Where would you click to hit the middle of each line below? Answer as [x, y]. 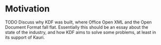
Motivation [27, 9]
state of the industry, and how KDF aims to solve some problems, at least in [81, 32]
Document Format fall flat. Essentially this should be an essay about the [77, 27]
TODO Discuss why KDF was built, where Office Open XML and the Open [79, 22]
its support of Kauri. [25, 37]
